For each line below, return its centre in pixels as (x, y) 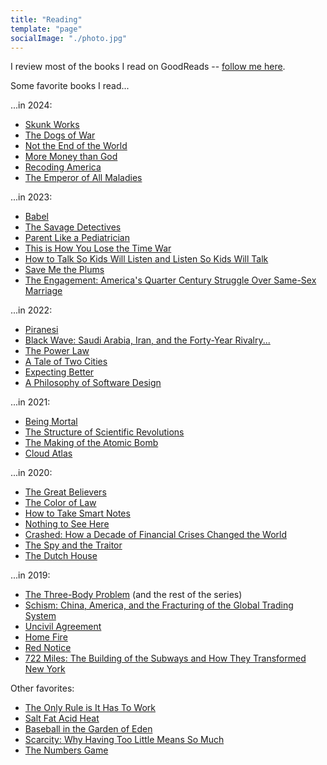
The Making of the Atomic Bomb (91, 443)
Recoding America (63, 167)
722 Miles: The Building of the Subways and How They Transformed (165, 658)
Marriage (43, 291)
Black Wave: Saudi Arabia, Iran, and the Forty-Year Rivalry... (147, 340)
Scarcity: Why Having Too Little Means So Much (124, 740)
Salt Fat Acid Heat (62, 718)
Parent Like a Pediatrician (77, 238)
